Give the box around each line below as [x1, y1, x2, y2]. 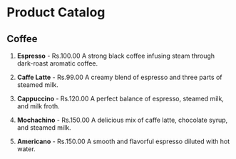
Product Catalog [6, 4, 106, 21]
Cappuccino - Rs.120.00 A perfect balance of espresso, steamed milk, [16, 94, 224, 103]
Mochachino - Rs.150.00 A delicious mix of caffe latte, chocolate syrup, [16, 116, 228, 124]
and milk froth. [16, 102, 60, 111]
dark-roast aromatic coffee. [16, 59, 98, 68]
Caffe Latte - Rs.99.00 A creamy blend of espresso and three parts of [16, 73, 222, 81]
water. [16, 145, 36, 153]
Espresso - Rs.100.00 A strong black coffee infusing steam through [16, 51, 215, 60]
